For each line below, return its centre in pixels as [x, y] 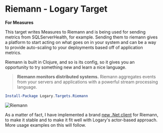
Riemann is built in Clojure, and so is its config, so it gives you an [70, 62]
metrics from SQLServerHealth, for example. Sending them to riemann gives [81, 37]
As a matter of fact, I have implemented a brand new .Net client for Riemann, [82, 114]
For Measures [19, 22]
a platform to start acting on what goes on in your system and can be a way [81, 42]
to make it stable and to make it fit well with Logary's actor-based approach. [81, 120]
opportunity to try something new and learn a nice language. [66, 67]
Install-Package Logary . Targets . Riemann [47, 96]
